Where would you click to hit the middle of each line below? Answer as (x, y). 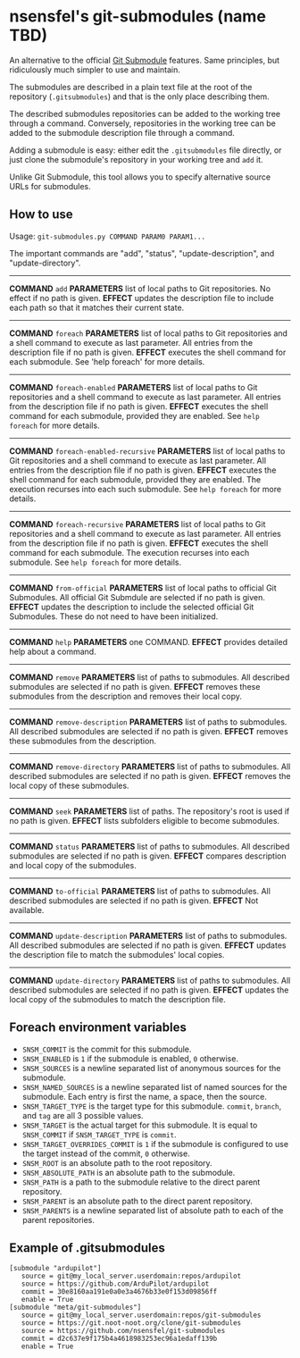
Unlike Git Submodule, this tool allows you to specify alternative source (140, 177)
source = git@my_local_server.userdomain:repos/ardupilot (131, 1276)
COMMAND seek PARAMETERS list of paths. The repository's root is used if (150, 811)
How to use (41, 215)
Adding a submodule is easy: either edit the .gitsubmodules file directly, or (146, 150)
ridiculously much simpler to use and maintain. (95, 70)
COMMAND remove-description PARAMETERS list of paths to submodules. (148, 722)
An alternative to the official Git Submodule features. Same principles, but (144, 60)
